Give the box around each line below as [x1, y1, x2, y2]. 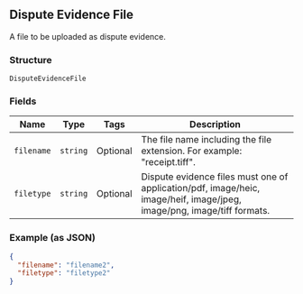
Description [188, 118, 242, 131]
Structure [9, 53, 52, 66]
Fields [9, 95, 37, 107]
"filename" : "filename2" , [17, 261, 115, 270]
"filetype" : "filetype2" [17, 269, 111, 278]
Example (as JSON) [9, 232, 96, 244]
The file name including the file [141, 133, 272, 146]
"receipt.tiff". [141, 156, 196, 169]
